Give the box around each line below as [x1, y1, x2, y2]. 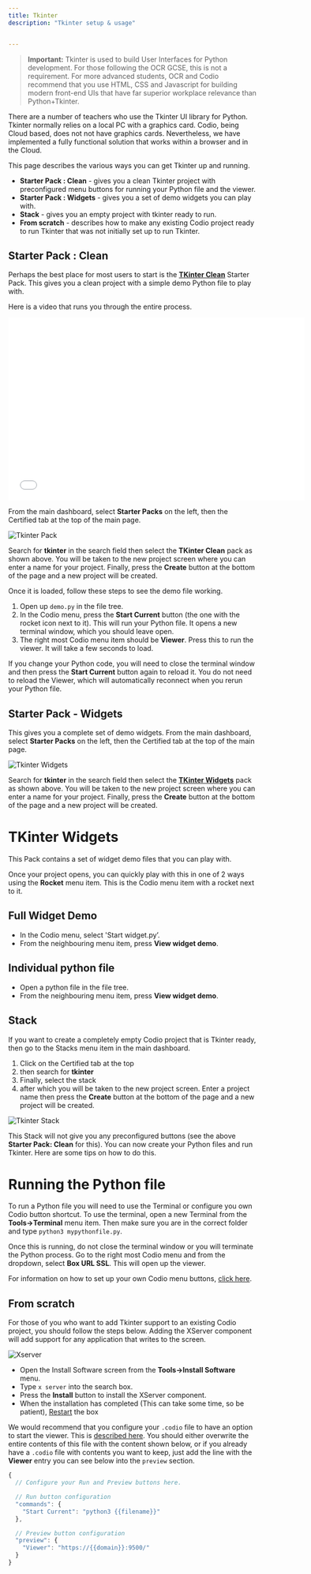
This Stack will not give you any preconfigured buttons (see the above [8, 1131, 236, 1140]
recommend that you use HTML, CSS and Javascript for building [27, 80, 238, 89]
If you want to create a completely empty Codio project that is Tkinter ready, [8, 1035, 257, 1044]
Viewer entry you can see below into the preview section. [8, 1456, 195, 1466]
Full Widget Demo [8, 909, 97, 922]
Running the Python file [8, 1175, 166, 1193]
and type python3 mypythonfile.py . [8, 1227, 122, 1236]
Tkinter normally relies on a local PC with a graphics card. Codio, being [8, 120, 239, 130]
